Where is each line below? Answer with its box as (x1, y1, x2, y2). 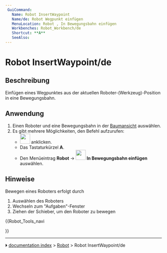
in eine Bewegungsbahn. (5, 95, 56, 101)
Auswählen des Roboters (12, 198, 64, 204)
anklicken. (31, 139, 52, 145)
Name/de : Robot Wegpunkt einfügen (11, 16, 83, 21)
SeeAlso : (11, 35, 30, 40)
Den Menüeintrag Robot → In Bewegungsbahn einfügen (19, 155, 148, 161)
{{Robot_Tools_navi (5, 218, 45, 224)
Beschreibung (5, 76, 50, 85)
